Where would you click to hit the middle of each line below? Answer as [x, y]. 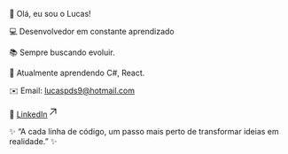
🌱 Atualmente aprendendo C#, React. [77, 73]
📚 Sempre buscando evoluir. [62, 52]
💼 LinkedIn [28, 114]
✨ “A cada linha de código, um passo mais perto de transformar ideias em [144, 131]
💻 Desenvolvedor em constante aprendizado [92, 31]
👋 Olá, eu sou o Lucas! [50, 14]
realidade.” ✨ [33, 141]
